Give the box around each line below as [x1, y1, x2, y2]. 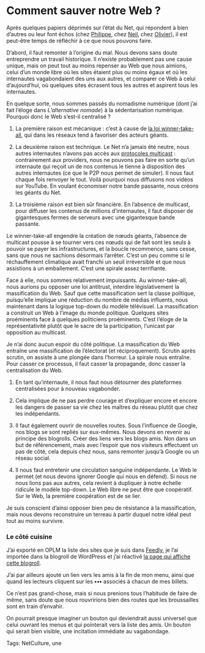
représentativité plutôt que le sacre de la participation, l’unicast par [6, 322, 176, 329]
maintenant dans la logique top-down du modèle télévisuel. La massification [6, 302, 198, 310]
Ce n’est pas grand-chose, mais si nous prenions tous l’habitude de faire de [6, 590, 197, 597]
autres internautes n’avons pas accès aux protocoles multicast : [15, 150, 176, 157]
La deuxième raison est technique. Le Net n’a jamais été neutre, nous [15, 143, 190, 150]
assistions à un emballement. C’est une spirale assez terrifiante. [6, 264, 167, 272]
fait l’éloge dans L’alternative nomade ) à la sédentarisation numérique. [6, 106, 184, 113]
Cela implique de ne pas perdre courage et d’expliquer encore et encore [15, 397, 198, 404]
